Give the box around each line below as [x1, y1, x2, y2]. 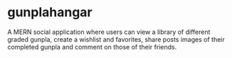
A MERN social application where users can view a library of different [7, 28, 211, 36]
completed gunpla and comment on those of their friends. [7, 42, 177, 51]
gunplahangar [7, 4, 93, 21]
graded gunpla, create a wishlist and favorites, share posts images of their [7, 35, 226, 43]
